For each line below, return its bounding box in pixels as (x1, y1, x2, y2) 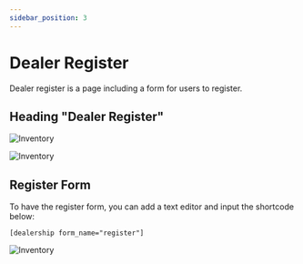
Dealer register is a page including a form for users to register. (9, 83, 243, 94)
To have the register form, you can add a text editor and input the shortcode (9, 201, 294, 212)
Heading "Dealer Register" (9, 108, 165, 124)
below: (9, 211, 35, 222)
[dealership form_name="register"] (9, 228, 145, 238)
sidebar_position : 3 (9, 13, 88, 23)
